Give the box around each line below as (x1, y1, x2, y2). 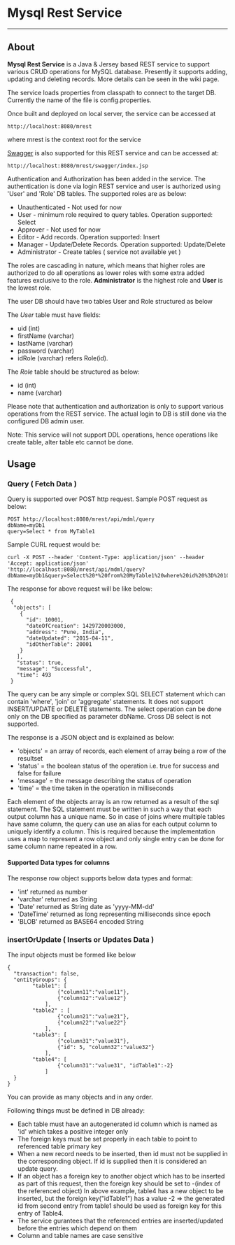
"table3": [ (32, 1031, 68, 1039)
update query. (17, 1164, 58, 1173)
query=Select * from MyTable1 (7, 528, 96, 535)
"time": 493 (16, 672, 52, 679)
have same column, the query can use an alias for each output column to (7, 820, 218, 829)
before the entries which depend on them (17, 1223, 138, 1232)
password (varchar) (17, 346, 75, 355)
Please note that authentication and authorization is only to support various (7, 402, 224, 410)
